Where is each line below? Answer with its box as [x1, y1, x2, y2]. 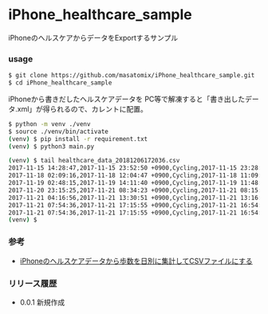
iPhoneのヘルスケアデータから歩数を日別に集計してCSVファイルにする [19, 256, 253, 265]
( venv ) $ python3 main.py [8, 142, 94, 151]
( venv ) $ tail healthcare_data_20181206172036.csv [8, 157, 180, 165]
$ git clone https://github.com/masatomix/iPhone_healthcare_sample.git [8, 72, 255, 80]
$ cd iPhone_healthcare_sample [8, 79, 112, 87]
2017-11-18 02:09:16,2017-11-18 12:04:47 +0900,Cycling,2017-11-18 [8, 171, 238, 180]
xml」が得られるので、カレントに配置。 [17, 104, 148, 113]
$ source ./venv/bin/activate [8, 128, 109, 135]
